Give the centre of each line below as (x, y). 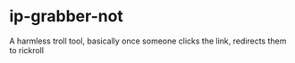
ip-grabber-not (66, 16)
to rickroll (27, 50)
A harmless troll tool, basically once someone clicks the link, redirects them (148, 41)
